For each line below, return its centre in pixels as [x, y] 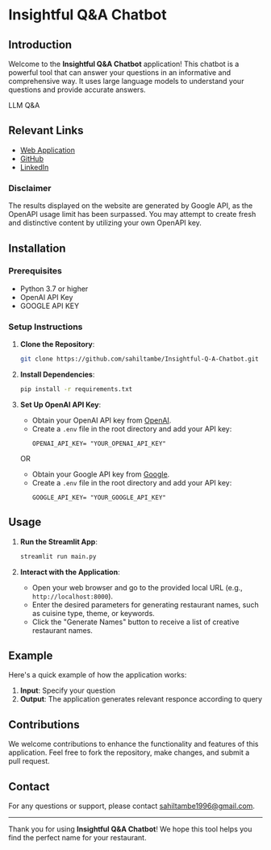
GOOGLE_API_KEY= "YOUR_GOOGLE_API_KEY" [99, 498]
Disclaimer [30, 188]
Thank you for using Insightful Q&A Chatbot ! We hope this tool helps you [130, 829]
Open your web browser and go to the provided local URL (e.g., [138, 587]
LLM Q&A [24, 105]
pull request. [29, 761]
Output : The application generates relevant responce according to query [141, 699]
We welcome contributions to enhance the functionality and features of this [134, 744]
